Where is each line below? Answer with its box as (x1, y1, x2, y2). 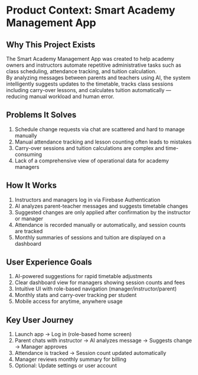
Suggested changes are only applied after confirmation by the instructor (14, 208, 191, 216)
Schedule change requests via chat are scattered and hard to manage (14, 125, 185, 133)
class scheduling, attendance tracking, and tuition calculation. (6, 68, 157, 74)
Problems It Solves (6, 110, 77, 120)
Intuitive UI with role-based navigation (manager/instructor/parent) (14, 285, 177, 292)
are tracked (14, 227, 43, 234)
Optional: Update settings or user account (14, 362, 117, 369)
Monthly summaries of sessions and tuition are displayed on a (14, 234, 165, 241)
